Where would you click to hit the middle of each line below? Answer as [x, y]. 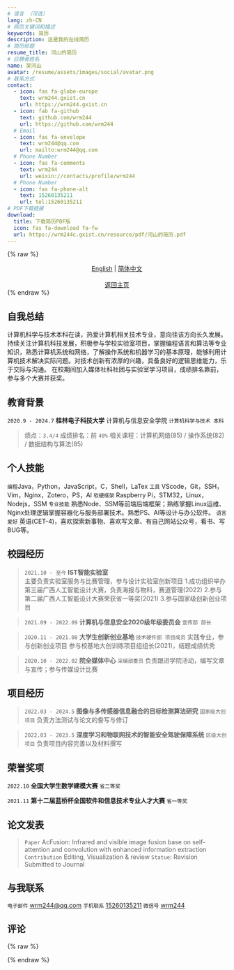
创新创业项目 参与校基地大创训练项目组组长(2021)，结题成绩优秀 [123, 645]
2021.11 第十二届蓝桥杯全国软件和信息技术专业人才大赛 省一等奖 [97, 801]
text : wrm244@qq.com [49, 144]
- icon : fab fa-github [46, 111]
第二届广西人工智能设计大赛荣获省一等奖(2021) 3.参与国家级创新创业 [122, 598]
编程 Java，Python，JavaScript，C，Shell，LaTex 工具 [84, 486]
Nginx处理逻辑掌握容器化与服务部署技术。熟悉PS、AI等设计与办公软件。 [111, 512]
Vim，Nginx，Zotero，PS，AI [50, 495]
